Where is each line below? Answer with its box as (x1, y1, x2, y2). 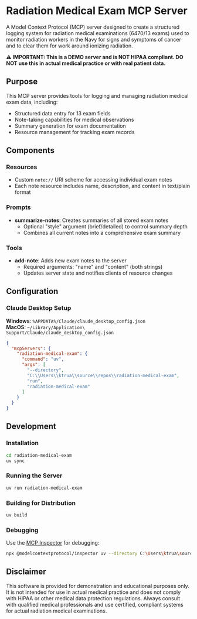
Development (6, 422, 57, 432)
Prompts (6, 203, 31, 211)
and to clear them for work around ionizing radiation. (6, 42, 133, 49)
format (14, 189, 31, 196)
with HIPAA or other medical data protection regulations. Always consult (6, 594, 181, 601)
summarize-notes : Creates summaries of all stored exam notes (14, 217, 169, 224)
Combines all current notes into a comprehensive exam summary (23, 229, 181, 236)
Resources (6, 163, 38, 171)
